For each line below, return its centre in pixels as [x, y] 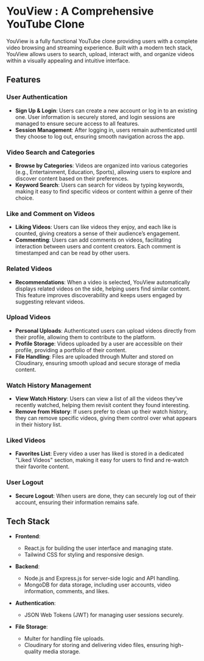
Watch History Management [49, 385]
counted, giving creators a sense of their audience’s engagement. [97, 234]
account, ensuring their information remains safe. [77, 502]
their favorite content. [42, 467]
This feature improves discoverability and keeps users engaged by [99, 295]
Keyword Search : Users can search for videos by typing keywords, [100, 185]
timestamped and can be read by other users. [72, 253]
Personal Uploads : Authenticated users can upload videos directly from [105, 330]
